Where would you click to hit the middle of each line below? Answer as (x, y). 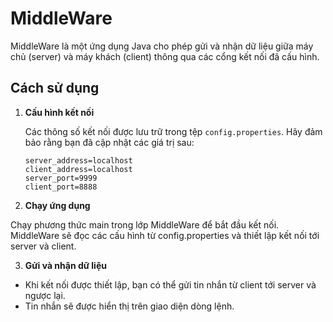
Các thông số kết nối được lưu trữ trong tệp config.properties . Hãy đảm (173, 131)
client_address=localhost (78, 169)
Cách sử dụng (55, 88)
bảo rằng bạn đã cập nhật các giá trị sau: (109, 142)
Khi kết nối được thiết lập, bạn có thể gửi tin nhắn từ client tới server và (170, 284)
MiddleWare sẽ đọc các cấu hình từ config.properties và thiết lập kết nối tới (165, 235)
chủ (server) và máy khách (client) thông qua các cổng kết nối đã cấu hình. (165, 56)
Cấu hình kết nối (59, 112)
